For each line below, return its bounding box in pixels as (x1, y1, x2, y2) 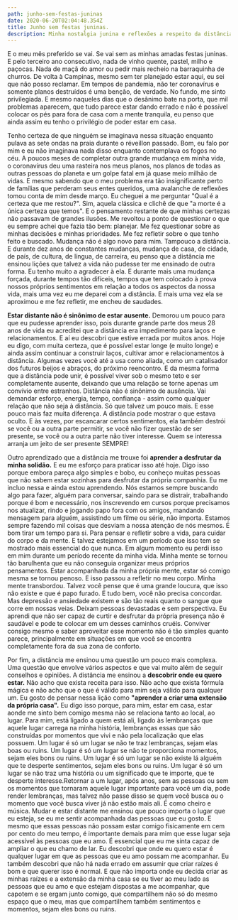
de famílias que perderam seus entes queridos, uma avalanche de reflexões (7, 184, 229, 193)
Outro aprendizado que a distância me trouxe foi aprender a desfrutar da (7, 453, 222, 462)
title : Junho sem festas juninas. (7, 23, 110, 31)
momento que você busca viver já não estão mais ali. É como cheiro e (7, 799, 211, 808)
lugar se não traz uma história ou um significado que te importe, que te (7, 769, 215, 778)
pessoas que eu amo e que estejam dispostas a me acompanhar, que (7, 882, 210, 891)
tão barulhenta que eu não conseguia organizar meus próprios (7, 559, 190, 568)
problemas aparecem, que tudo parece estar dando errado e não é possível (7, 102, 228, 111)
